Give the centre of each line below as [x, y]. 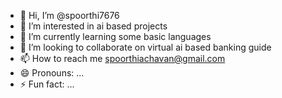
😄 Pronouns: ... [52, 73]
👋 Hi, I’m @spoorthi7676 [69, 15]
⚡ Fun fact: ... [47, 84]
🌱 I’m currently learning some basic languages [115, 36]
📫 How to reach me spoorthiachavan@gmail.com [122, 58]
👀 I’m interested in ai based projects [93, 26]
